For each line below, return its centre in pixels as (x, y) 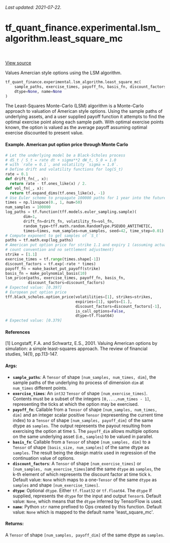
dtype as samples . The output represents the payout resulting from (82, 426)
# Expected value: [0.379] (34, 321)
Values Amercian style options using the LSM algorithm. (63, 73)
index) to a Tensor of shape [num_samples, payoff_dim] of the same (83, 420)
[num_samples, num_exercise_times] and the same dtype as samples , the (87, 469)
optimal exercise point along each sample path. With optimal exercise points (84, 122)
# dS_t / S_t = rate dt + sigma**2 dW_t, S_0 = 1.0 (61, 160)
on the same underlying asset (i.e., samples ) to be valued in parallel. (83, 436)
